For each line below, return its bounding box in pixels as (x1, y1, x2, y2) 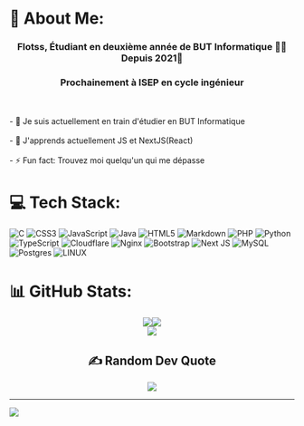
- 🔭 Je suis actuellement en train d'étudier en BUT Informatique (9, 116, 246, 127)
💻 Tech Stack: (9, 192, 121, 212)
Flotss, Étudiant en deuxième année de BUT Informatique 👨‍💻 (16, 41, 288, 53)
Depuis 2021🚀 (120, 52, 184, 64)
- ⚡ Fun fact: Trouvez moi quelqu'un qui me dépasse (9, 155, 205, 166)
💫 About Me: (9, 8, 105, 29)
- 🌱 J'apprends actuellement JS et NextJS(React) (9, 135, 194, 146)
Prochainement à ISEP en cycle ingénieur (60, 76, 244, 89)
